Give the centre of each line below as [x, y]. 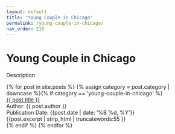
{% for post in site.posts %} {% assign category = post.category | [88, 87]
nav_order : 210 [25, 29]
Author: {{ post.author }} [37, 106]
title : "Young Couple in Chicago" [50, 18]
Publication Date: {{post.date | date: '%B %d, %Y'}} [70, 113]
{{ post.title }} [23, 100]
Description [21, 75]
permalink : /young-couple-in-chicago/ [55, 23]
